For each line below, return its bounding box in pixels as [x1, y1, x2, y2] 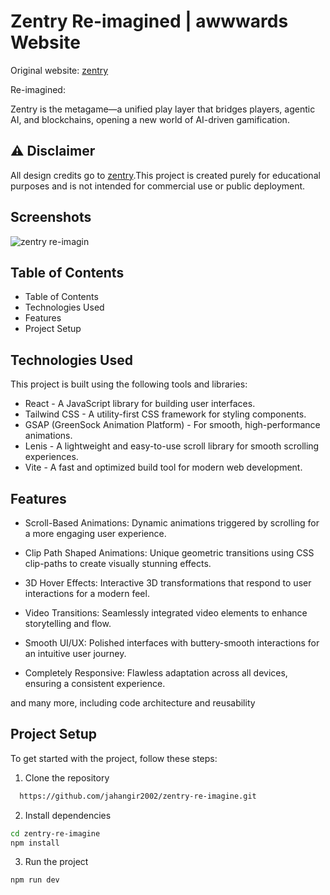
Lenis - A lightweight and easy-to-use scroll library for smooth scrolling [24, 440, 320, 452]
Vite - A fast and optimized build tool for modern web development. [24, 461, 303, 474]
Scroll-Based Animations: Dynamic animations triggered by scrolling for [24, 517, 320, 529]
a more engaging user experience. [24, 528, 167, 539]
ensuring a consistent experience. [24, 678, 166, 689]
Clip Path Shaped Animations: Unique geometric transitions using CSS [24, 547, 315, 559]
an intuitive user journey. [24, 648, 127, 659]
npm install [10, 838, 60, 848]
